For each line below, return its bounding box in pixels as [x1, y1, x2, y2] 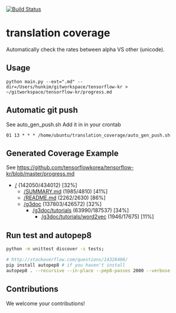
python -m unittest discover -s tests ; [6, 246, 105, 252]
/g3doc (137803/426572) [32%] [23, 201, 102, 208]
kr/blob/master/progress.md [6, 170, 75, 178]
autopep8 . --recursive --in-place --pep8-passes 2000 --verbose [6, 267, 170, 273]
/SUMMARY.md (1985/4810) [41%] [23, 188, 108, 195]
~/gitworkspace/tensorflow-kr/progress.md [6, 89, 112, 95]
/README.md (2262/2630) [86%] [23, 194, 106, 201]
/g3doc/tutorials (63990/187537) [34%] [32, 207, 129, 214]
